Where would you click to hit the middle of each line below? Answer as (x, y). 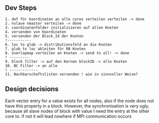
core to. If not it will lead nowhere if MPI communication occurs (68, 116)
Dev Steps (21, 8)
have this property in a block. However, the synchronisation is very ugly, (77, 106)
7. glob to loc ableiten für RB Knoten (45, 49)
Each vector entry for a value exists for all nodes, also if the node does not (79, 101)
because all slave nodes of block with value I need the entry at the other (77, 111)
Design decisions (32, 89)
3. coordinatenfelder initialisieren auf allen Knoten (62, 28)
